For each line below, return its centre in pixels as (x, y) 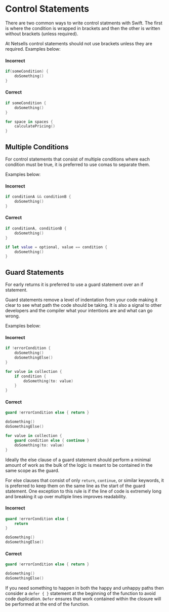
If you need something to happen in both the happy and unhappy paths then (85, 588)
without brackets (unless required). (42, 34)
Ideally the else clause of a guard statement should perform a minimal (78, 460)
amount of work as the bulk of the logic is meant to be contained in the (79, 465)
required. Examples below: (33, 49)
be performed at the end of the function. (47, 604)
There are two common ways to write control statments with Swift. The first (84, 23)
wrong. (13, 316)
